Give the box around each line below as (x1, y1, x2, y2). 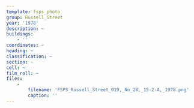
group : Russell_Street (6, 14, 63, 20)
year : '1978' (6, 20, 39, 26)
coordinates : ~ (6, 43, 44, 49)
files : (6, 76, 23, 82)
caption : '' (28, 92, 58, 98)
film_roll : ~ (6, 70, 39, 76)
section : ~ (6, 59, 34, 65)
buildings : (6, 31, 34, 37)
